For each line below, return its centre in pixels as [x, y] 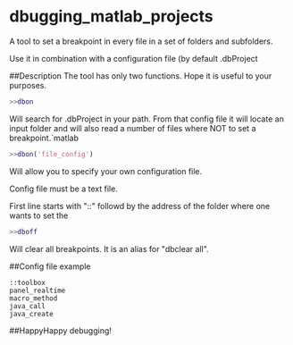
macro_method [33, 298]
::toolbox [28, 282]
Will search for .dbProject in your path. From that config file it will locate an [146, 119]
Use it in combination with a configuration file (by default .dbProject [134, 58]
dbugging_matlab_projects [112, 17]
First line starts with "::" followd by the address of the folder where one [140, 206]
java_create [31, 314]
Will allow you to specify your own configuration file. [106, 171]
